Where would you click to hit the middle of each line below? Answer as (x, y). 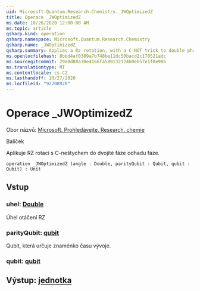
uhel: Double (25, 205)
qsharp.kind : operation (36, 34)
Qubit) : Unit (24, 169)
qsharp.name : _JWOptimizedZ (41, 45)
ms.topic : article (29, 28)
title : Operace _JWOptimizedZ (44, 17)
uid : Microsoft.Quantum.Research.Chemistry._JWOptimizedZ (79, 12)
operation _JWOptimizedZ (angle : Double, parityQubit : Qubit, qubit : (98, 164)
